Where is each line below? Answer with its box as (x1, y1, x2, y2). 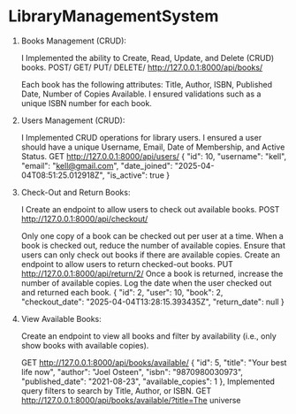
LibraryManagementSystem (8, 6, 219, 27)
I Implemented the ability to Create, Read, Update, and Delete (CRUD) (20, 52, 275, 63)
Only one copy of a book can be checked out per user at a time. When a (20, 230, 284, 241)
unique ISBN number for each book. (20, 97, 152, 108)
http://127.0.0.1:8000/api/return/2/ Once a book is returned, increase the (20, 268, 284, 279)
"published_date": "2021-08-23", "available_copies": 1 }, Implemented (20, 376, 276, 387)
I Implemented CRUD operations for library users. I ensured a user (20, 132, 262, 142)
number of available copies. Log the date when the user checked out (20, 277, 272, 288)
